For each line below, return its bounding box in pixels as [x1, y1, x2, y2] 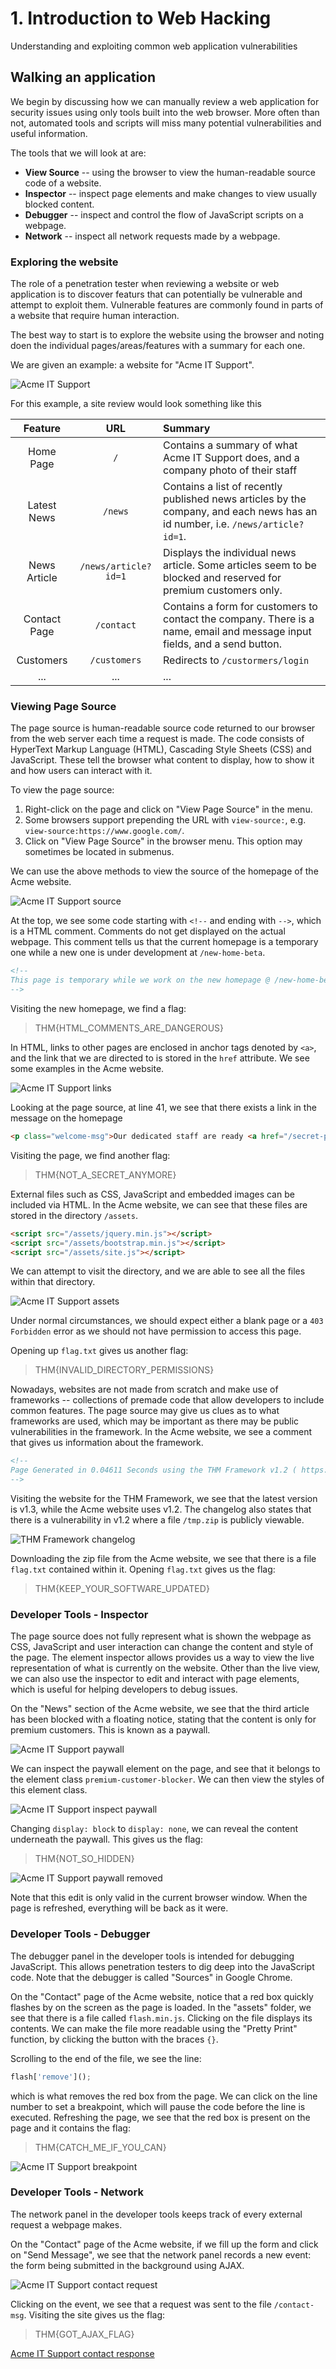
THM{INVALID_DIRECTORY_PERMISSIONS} [34, 1364, 215, 1376]
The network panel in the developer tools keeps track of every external [10, 2208, 303, 2220]
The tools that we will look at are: [10, 147, 147, 159]
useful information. [10, 127, 88, 139]
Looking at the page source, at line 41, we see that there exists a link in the [10, 1101, 317, 1113]
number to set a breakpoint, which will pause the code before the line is [10, 2100, 306, 2112]
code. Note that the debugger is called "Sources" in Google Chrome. [10, 1971, 293, 1983]
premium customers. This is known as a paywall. [10, 1724, 211, 1736]
